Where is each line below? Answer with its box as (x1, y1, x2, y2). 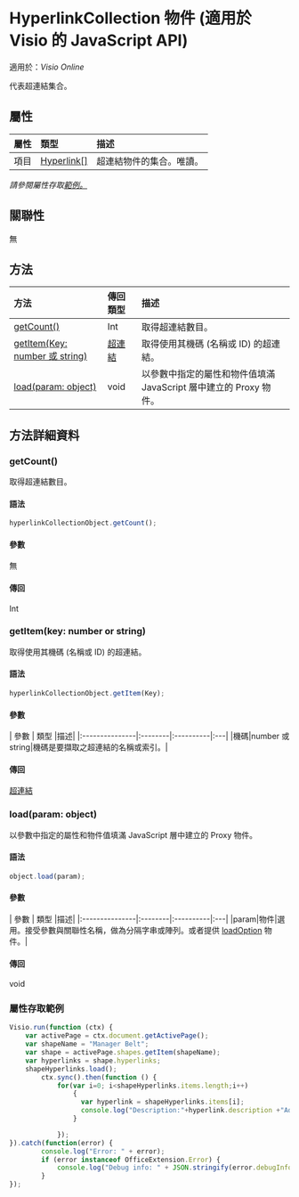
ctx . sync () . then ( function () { (41, 1072, 158, 1082)
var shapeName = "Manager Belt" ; (25, 1039, 149, 1049)
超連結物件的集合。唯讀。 (96, 155, 204, 167)
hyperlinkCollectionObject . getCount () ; (9, 518, 158, 528)
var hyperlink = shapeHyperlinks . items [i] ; (80, 1097, 245, 1107)
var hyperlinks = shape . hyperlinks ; (25, 1056, 162, 1065)
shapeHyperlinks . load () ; (25, 1064, 117, 1073)
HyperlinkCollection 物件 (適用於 (9, 8, 252, 28)
